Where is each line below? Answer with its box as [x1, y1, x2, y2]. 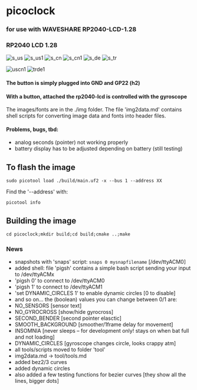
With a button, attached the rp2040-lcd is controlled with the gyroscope [6, 93, 188, 100]
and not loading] [14, 333, 55, 340]
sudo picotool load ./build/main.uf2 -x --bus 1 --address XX [6, 178, 162, 184]
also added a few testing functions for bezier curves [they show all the [14, 371, 186, 378]
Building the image [6, 215, 77, 225]
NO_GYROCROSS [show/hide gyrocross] [14, 309, 114, 316]
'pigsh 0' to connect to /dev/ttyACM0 [14, 277, 105, 284]
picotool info [6, 199, 41, 206]
